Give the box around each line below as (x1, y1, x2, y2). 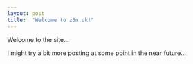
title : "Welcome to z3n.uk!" (7, 17, 95, 23)
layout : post (7, 10, 45, 17)
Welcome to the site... (7, 35, 69, 43)
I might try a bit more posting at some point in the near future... (7, 49, 187, 57)
